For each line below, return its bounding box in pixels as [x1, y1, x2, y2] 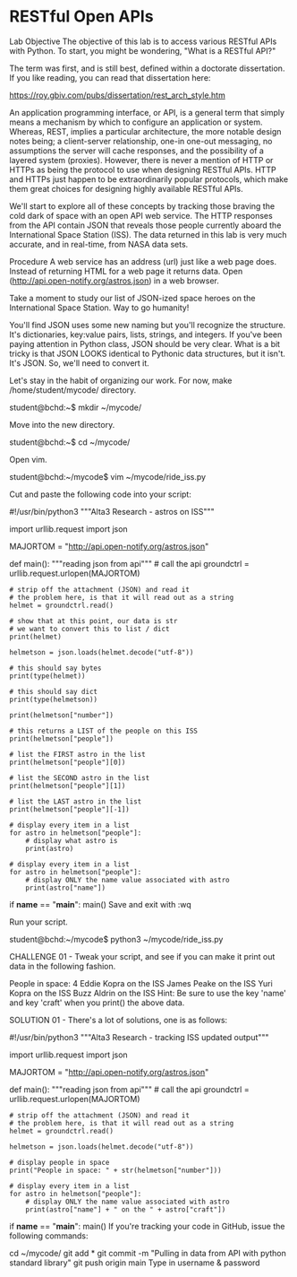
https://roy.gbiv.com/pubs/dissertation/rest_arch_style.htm [9, 90, 225, 100]
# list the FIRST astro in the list [9, 750, 146, 759]
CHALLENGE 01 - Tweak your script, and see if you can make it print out [9, 951, 276, 961]
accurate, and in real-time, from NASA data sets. [9, 239, 189, 249]
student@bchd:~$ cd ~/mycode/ [9, 437, 131, 447]
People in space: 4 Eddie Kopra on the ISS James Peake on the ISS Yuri [9, 977, 273, 988]
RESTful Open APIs [9, 6, 154, 27]
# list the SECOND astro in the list [9, 773, 150, 782]
